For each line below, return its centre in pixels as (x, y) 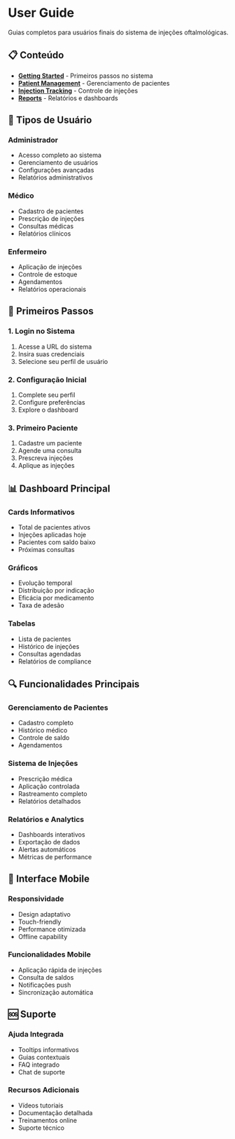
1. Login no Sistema (42, 331)
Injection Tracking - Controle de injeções (78, 90)
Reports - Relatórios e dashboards (68, 98)
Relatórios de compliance (55, 661)
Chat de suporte (42, 1072)
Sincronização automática (56, 992)
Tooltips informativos (48, 1049)
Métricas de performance (55, 856)
